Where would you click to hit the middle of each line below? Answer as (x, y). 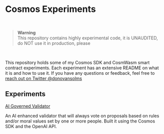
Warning (26, 32)
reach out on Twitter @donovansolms (44, 78)
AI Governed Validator (28, 106)
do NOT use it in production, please (54, 43)
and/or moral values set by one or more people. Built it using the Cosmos (80, 121)
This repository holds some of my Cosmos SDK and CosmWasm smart (78, 62)
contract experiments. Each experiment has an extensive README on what (82, 68)
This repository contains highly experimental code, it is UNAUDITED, (87, 38)
